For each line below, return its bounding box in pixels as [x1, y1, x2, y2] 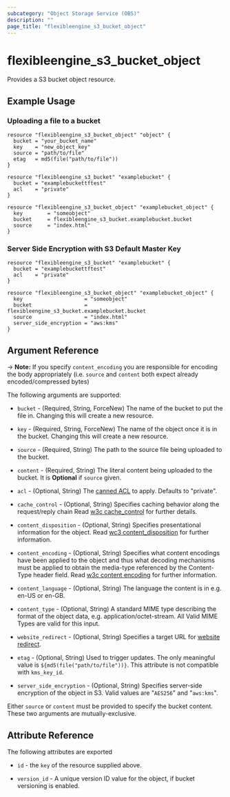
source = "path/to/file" [13, 149, 85, 156]
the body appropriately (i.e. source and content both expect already [7, 370, 198, 379]
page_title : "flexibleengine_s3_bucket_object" [7, 23, 147, 30]
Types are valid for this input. [17, 619, 100, 628]
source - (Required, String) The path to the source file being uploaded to [17, 446, 222, 454]
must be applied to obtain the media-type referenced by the [17, 563, 187, 572]
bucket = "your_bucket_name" [13, 138, 97, 145]
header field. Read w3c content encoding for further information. [33, 571, 218, 579]
